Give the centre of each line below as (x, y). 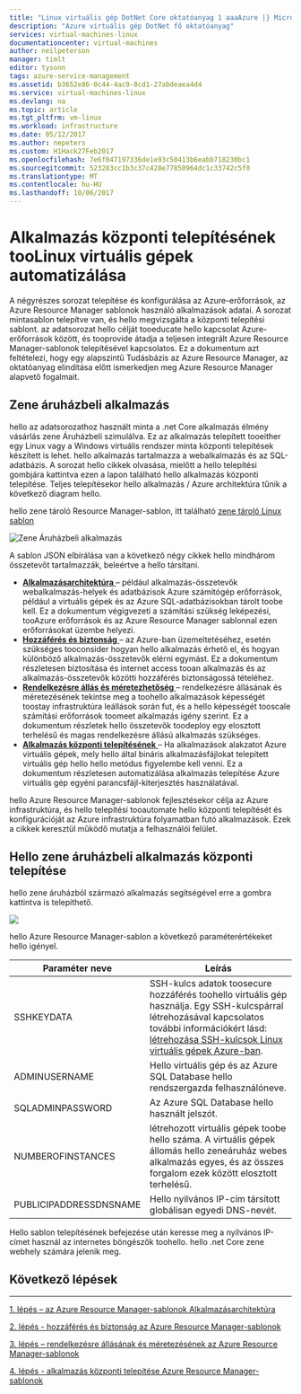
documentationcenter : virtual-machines (84, 43)
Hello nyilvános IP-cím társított (215, 1198)
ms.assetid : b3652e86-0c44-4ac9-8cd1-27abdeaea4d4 (106, 84)
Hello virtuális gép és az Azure (213, 1065)
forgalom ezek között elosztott (213, 1173)
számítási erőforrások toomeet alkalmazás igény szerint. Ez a (135, 716)
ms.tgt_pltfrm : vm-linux (56, 118)
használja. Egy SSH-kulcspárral (216, 1005)
